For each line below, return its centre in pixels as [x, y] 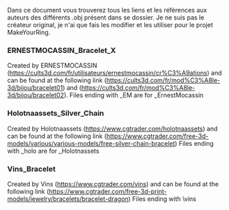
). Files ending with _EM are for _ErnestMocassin [134, 95]
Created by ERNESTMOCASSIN [52, 66]
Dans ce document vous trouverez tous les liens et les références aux [107, 10]
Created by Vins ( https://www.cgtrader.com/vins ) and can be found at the [113, 183]
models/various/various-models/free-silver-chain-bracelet [91, 143]
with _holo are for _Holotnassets [53, 151]
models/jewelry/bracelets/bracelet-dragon [68, 199]
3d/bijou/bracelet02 [36, 95]
